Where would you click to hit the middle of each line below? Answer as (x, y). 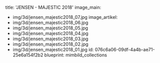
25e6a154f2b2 (28, 55)
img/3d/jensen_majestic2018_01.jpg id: (53, 50)
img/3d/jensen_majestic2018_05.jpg (50, 28)
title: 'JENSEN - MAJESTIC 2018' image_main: (53, 7)
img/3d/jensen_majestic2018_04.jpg (50, 33)
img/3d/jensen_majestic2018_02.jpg (50, 44)
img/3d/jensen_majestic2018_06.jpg (50, 23)
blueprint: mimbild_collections (75, 55)
